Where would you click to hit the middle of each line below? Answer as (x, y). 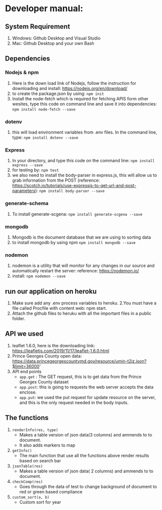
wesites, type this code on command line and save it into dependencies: (84, 104)
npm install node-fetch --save (44, 109)
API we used (24, 334)
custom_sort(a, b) (31, 497)
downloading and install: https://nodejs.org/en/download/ (70, 88)
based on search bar (40, 460)
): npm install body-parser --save (70, 191)
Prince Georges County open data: (47, 356)
